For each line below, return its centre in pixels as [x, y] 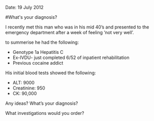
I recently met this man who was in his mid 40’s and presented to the [77, 27]
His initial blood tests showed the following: [51, 73]
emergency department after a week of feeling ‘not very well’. [70, 32]
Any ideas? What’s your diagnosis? [42, 103]
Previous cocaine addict [38, 63]
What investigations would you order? [45, 113]
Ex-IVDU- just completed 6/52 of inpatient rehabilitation [71, 57]
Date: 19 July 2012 [24, 7]
